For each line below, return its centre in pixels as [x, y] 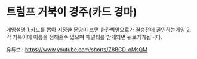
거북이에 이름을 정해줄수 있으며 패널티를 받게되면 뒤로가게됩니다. [87, 37]
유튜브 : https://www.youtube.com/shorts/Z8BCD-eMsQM [77, 49]
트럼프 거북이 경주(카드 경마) [72, 12]
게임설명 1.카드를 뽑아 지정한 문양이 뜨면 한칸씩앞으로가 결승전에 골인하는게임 [96, 29]
